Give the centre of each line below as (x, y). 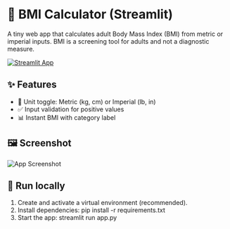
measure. (21, 49)
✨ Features (32, 85)
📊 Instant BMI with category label (66, 117)
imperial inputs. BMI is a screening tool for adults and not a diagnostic (108, 41)
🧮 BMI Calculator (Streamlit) (90, 14)
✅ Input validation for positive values (71, 109)
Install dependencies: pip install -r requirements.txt (91, 210)
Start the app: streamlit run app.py (67, 218)
